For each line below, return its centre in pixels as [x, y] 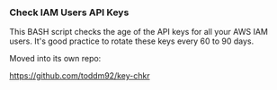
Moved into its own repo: [55, 59]
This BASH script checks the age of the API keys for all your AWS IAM [138, 32]
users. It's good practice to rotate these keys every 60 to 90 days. [132, 41]
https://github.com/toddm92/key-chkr [80, 76]
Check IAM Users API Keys [69, 12]
